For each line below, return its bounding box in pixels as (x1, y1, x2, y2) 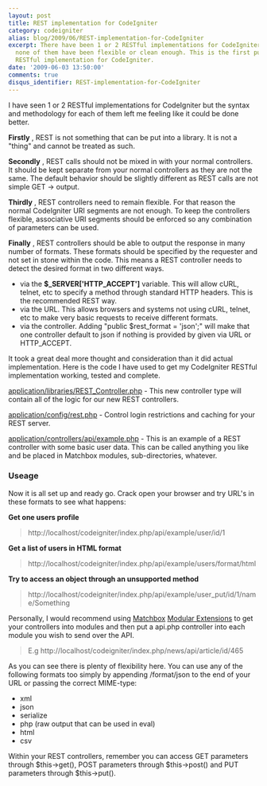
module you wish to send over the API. (8, 630, 135, 639)
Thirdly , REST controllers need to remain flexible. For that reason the (8, 197, 236, 207)
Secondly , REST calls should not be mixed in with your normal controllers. (8, 156, 253, 166)
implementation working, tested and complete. (8, 370, 161, 380)
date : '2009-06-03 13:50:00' (8, 64, 105, 72)
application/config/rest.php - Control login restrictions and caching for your (8, 409, 256, 419)
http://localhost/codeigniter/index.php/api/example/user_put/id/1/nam (27, 589, 257, 599)
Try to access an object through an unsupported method (8, 574, 199, 584)
